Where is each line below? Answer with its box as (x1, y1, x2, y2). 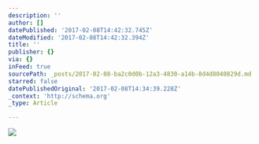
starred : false (8, 77, 58, 85)
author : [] (8, 19, 44, 27)
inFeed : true (8, 63, 51, 71)
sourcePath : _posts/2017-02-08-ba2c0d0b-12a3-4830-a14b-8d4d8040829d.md (8, 70, 252, 78)
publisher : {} (8, 48, 55, 56)
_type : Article (8, 99, 58, 107)
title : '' (8, 41, 41, 49)
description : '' (8, 11, 61, 20)
